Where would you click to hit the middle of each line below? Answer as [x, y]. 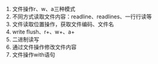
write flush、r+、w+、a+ [43, 32]
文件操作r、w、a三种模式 [44, 9]
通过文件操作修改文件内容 [44, 47]
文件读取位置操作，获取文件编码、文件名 [63, 24]
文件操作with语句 [34, 55]
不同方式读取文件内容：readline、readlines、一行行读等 [82, 16]
